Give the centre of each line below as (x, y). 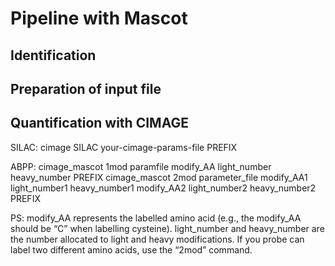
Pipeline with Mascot (99, 18)
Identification (53, 55)
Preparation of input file (86, 88)
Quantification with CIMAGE (99, 123)
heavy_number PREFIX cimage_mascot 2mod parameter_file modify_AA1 (159, 177)
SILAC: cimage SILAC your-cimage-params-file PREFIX (124, 147)
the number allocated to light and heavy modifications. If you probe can (157, 239)
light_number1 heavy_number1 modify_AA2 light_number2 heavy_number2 (163, 188)
